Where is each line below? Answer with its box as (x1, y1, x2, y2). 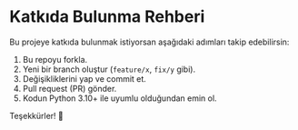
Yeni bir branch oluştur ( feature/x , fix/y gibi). (22, 64, 196, 75)
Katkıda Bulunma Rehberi (9, 6, 205, 27)
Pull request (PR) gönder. (22, 83, 117, 94)
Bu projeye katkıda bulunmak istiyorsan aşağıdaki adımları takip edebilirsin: (9, 36, 290, 47)
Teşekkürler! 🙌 (9, 110, 64, 121)
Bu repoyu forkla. (22, 54, 88, 65)
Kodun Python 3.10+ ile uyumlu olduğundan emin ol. (22, 93, 217, 104)
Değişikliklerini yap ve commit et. (22, 73, 147, 84)
